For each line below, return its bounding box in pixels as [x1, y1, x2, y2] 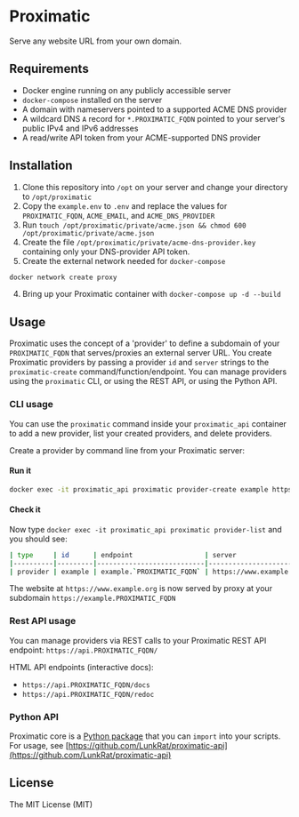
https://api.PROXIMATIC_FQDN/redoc [21, 690, 155, 699]
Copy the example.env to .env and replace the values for [21, 200, 228, 211]
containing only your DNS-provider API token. [21, 246, 190, 257]
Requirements [9, 61, 89, 76]
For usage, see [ [9, 741, 69, 751]
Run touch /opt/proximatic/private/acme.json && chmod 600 [21, 220, 246, 230]
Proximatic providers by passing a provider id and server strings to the [9, 357, 270, 368]
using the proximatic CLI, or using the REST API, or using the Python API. [9, 376, 278, 387]
